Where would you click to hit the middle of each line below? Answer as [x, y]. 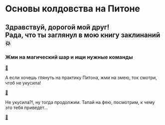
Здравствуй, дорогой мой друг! [57, 27]
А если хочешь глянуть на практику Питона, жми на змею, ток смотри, [81, 77]
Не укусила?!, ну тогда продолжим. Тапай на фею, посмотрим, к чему [80, 102]
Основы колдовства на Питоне [73, 9]
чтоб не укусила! [23, 82]
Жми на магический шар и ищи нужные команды [69, 57]
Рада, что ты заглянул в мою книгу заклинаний [83, 35]
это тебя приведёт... [27, 107]
